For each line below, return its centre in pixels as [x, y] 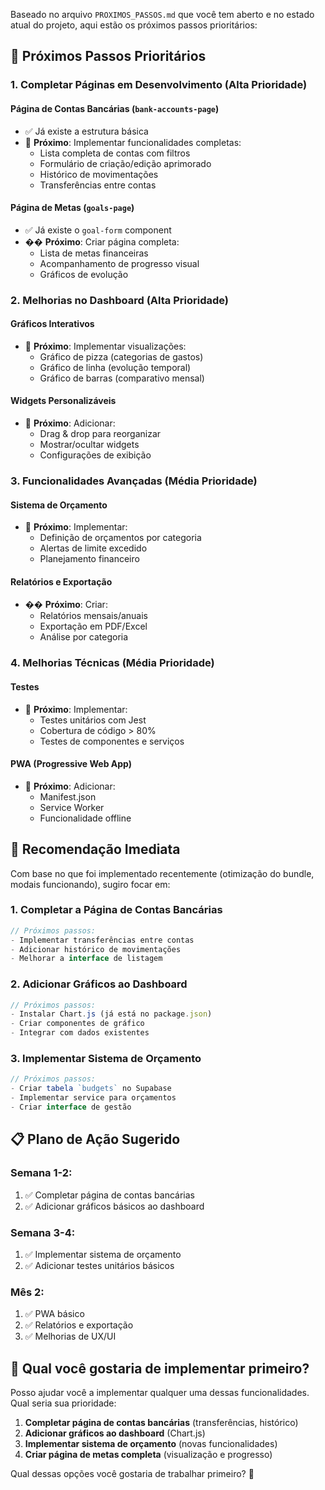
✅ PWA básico [54, 1314]
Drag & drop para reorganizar [100, 434]
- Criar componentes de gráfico [77, 1024]
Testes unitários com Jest [93, 720]
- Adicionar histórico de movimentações [96, 949]
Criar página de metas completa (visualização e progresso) [148, 1454]
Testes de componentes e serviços [112, 741]
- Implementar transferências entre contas [102, 940]
